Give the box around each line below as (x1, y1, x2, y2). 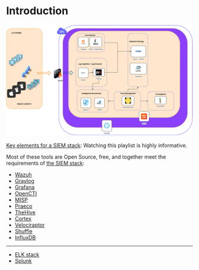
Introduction (6, 4, 69, 18)
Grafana (14, 184, 35, 191)
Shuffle (14, 228, 33, 235)
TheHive (14, 209, 36, 216)
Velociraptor (14, 221, 45, 229)
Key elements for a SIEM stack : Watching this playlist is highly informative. (6, 142, 188, 149)
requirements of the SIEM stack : (6, 160, 85, 167)
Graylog (14, 178, 34, 185)
